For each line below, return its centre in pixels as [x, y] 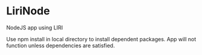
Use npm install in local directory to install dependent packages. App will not [101, 39]
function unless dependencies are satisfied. [61, 45]
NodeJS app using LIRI [35, 27]
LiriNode [28, 11]
